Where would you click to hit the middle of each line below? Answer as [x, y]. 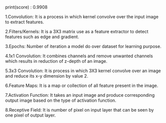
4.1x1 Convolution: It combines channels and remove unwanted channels [79, 56]
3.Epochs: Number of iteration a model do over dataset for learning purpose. [83, 46]
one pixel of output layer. [30, 115]
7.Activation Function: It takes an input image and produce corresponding [80, 95]
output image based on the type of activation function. [61, 100]
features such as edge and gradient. [42, 37]
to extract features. [25, 22]
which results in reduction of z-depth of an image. [56, 61]
